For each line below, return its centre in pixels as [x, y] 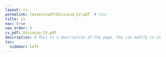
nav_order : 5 [19, 28]
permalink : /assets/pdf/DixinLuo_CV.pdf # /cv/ [56, 14]
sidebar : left [24, 47]
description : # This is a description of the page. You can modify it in [83, 38]
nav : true [15, 24]
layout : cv [16, 10]
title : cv [15, 19]
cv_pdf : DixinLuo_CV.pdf [31, 33]
